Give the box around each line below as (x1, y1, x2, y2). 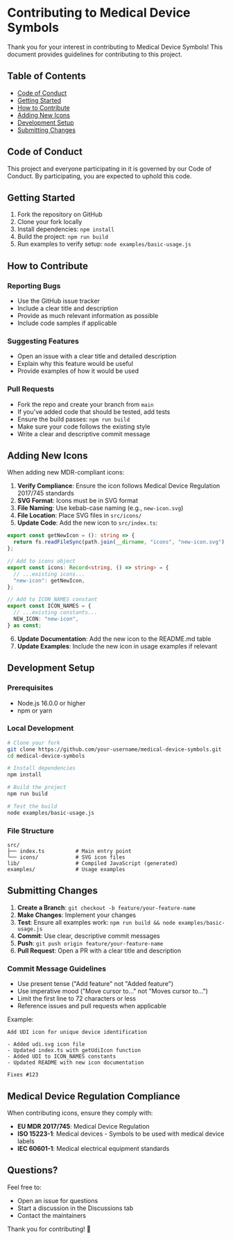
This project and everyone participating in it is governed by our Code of (7, 164, 212, 173)
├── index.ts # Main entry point (7, 848, 132, 855)
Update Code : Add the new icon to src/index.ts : (17, 518, 158, 527)
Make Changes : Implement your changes (17, 910, 137, 919)
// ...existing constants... (13, 609, 98, 617)
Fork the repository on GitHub (17, 210, 103, 218)
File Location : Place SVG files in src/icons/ (17, 511, 142, 520)
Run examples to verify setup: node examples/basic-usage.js (17, 240, 192, 248)
